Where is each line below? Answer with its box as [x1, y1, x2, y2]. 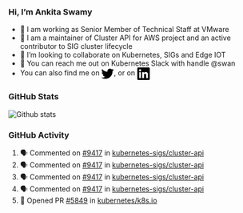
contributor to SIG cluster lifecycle [19, 42, 133, 51]
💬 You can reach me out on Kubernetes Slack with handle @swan [19, 58, 236, 68]
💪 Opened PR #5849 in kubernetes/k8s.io [19, 195, 157, 205]
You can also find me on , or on [19, 68, 136, 78]
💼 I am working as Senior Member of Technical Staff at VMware [19, 25, 229, 34]
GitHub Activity [8, 129, 70, 140]
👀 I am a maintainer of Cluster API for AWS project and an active [19, 33, 232, 42]
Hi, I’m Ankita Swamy [8, 6, 93, 18]
